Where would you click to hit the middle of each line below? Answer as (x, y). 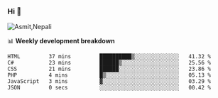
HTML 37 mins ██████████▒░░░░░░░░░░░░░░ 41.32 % (109, 57)
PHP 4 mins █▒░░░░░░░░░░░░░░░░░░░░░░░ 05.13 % (109, 75)
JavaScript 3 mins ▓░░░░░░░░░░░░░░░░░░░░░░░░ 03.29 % (109, 82)
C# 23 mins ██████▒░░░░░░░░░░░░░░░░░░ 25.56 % (109, 63)
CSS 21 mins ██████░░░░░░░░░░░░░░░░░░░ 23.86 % (109, 69)
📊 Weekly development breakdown (61, 41)
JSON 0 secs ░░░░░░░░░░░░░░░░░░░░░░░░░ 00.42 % (109, 88)
